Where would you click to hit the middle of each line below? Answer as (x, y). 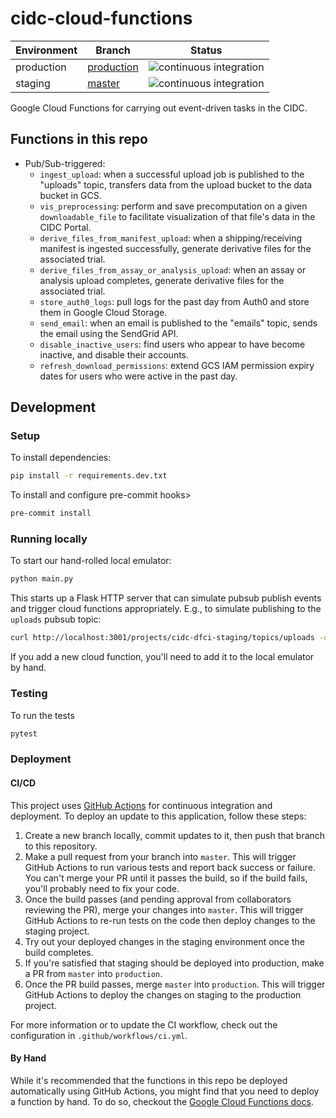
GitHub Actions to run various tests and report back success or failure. (170, 867)
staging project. (57, 931)
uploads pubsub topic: (56, 619)
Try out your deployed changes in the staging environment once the (164, 941)
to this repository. (61, 846)
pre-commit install (51, 513)
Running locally (49, 539)
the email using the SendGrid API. (109, 333)
